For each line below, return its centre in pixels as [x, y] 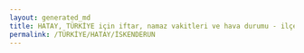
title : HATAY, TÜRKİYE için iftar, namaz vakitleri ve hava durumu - [143, 26]
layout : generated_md [50, 18]
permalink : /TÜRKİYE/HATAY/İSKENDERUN [82, 34]
